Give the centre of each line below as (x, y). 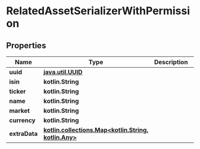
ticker (18, 91)
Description (171, 62)
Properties (26, 45)
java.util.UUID (63, 72)
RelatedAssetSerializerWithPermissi (98, 11)
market (19, 111)
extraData (24, 134)
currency (22, 120)
